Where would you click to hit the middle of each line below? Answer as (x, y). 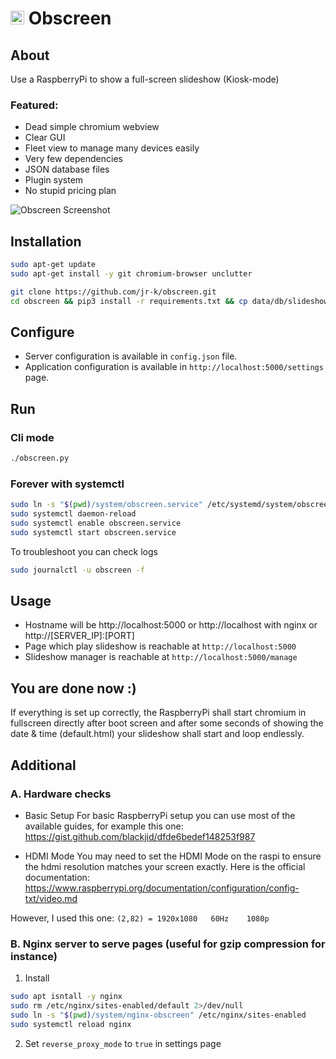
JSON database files (67, 169)
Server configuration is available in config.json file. (131, 356)
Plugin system (54, 180)
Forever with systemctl (67, 484)
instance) (34, 956)
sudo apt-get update (53, 265)
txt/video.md (51, 898)
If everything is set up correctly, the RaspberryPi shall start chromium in (158, 713)
